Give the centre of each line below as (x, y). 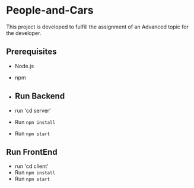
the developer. (24, 33)
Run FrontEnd (32, 152)
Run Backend (40, 96)
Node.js (24, 66)
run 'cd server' (33, 110)
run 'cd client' (32, 166)
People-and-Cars (50, 10)
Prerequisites (31, 52)
